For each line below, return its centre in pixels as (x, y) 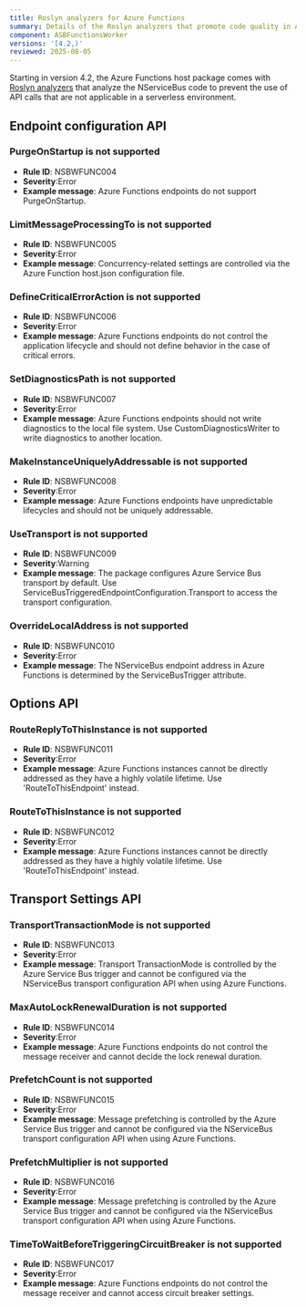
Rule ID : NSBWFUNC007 (69, 399)
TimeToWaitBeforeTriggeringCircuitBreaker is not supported (146, 1244)
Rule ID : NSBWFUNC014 (69, 1027)
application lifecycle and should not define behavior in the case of (146, 346)
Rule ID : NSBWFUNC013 (69, 945)
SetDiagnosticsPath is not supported (92, 379)
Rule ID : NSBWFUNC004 (69, 171)
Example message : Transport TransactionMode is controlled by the (149, 964)
